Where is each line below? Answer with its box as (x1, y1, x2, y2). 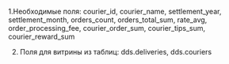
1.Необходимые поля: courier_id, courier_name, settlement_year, (8, 7, 222, 16)
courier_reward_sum (8, 32, 75, 41)
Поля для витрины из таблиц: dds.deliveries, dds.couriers (19, 47, 212, 56)
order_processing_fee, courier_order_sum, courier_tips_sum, (8, 24, 206, 32)
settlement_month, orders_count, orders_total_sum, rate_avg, (8, 15, 208, 24)
